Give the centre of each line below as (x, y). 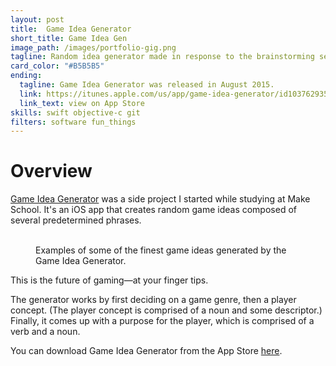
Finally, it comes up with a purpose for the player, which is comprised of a (162, 321)
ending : (26, 76)
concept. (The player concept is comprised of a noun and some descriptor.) (166, 310)
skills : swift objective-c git (75, 112)
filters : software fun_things (73, 122)
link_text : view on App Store (82, 103)
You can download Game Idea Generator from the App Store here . (146, 351)
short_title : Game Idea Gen (69, 38)
